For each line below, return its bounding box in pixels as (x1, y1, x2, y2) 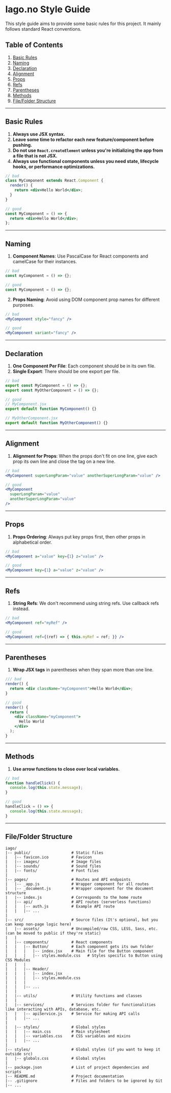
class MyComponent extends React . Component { (5, 178, 103, 183)
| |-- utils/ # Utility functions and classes (5, 993, 142, 998)
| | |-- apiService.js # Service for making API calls (5, 1011, 140, 1016)
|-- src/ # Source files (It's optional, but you (5, 917, 158, 923)
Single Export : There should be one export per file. (12, 368, 120, 374)
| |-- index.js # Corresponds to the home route (5, 895, 142, 900)
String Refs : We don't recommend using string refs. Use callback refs (12, 600, 159, 606)
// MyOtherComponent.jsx (5, 415, 58, 421)
